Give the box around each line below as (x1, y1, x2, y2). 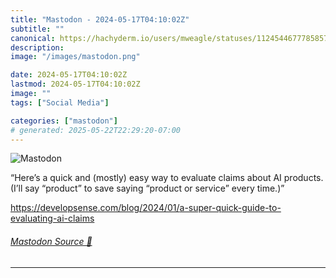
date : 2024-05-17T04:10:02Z (10, 70, 128, 80)
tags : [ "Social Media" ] (10, 97, 110, 108)
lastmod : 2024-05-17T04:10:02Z (10, 79, 141, 90)
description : (10, 42, 65, 53)
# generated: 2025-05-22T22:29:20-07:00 (10, 125, 182, 135)
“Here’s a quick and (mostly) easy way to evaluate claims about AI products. (10, 172, 324, 184)
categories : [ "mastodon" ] (10, 116, 118, 126)
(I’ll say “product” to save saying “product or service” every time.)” (10, 182, 285, 195)
